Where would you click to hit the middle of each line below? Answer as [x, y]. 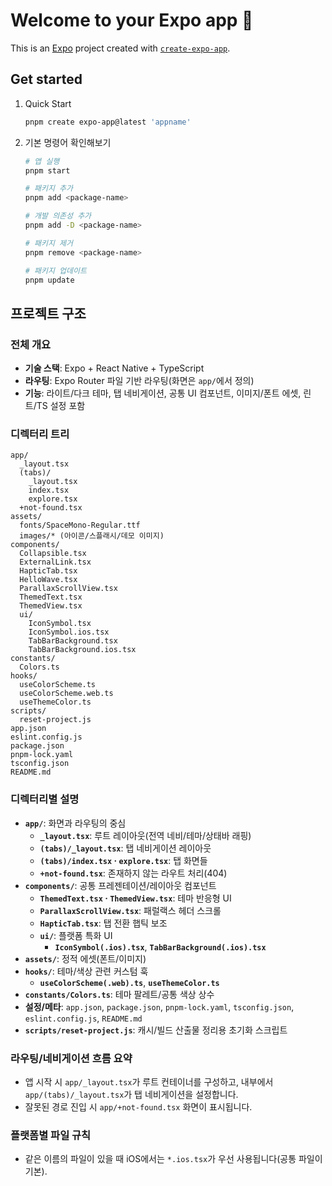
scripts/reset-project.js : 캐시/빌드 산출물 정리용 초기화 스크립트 [156, 1030]
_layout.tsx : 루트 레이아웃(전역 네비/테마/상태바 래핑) [145, 835]
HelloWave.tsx [48, 580]
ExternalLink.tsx [55, 562]
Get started [46, 79]
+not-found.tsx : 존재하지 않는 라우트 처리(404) [133, 873]
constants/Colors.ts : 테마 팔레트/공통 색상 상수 [119, 994]
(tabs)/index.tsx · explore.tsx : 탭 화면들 [123, 860]
